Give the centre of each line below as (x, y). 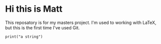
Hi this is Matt (34, 9)
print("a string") (24, 37)
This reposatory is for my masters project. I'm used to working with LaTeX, (81, 22)
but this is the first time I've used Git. (42, 27)
